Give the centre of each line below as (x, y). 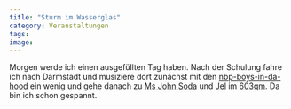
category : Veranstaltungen (59, 26)
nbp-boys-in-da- (250, 77)
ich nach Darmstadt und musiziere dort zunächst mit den (113, 77)
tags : (19, 34)
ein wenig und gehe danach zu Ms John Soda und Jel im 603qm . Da (155, 86)
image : (21, 42)
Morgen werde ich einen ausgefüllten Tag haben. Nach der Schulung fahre (145, 67)
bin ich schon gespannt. (53, 96)
